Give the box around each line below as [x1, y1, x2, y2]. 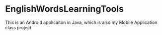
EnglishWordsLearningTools [5, 3, 124, 15]
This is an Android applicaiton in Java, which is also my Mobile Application [5, 19, 158, 25]
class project [5, 24, 32, 30]
